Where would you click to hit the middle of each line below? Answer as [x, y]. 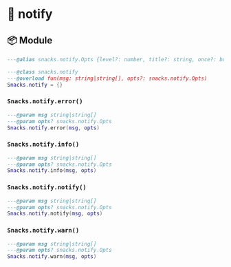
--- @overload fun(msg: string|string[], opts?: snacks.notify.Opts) [107, 78]
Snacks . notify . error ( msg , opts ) [53, 128]
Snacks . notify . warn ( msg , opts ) [52, 257]
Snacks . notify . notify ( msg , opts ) [55, 214]
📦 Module [30, 40]
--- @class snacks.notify [43, 72]
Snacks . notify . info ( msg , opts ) [52, 171]
